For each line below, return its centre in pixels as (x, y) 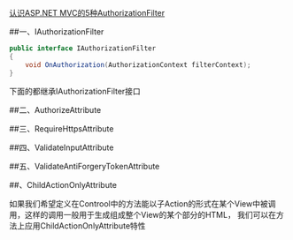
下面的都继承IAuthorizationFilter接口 (75, 91)
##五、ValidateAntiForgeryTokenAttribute (85, 166)
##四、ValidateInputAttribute (62, 147)
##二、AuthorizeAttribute (55, 109)
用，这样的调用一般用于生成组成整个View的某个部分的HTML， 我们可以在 (143, 214)
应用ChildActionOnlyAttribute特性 (85, 225)
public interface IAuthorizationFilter (83, 49)
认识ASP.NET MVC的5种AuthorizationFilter (87, 13)
